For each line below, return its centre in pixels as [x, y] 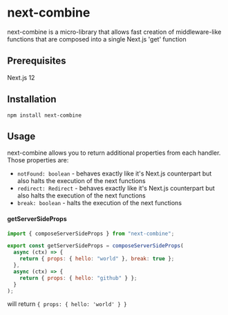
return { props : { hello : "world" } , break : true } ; [97, 259]
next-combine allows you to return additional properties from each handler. [114, 153]
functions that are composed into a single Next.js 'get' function [97, 39]
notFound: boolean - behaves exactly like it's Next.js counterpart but [114, 173]
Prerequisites [37, 61]
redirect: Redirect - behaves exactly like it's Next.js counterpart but [116, 189]
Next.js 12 [21, 77]
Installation [32, 99]
